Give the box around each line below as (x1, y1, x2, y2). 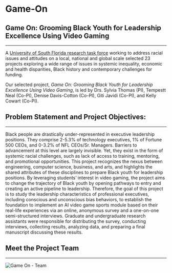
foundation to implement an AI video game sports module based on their (5, 202, 158, 208)
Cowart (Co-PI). (5, 98, 39, 104)
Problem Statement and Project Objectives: (5, 113, 146, 121)
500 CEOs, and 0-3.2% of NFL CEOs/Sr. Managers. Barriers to (5, 142, 137, 148)
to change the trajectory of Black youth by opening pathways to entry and (5, 180, 161, 186)
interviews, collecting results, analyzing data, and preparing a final (5, 223, 145, 229)
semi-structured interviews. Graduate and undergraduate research (5, 213, 146, 219)
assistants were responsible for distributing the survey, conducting (5, 218, 146, 224)
